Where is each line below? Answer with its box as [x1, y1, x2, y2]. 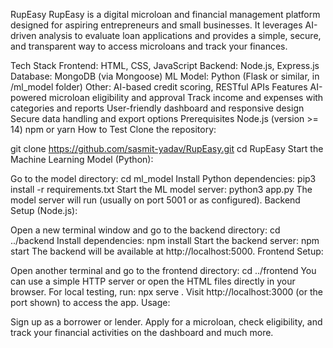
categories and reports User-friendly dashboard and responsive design [10, 102, 305, 114]
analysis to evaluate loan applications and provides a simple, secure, [38, 30, 322, 41]
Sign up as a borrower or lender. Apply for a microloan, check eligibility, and [10, 316, 323, 328]
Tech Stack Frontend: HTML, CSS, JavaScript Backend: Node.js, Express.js [10, 60, 320, 71]
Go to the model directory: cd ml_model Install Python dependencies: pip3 [10, 173, 317, 184]
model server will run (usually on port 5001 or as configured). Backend [10, 194, 301, 206]
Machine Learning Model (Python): [10, 154, 154, 165]
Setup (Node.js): [10, 205, 78, 216]
